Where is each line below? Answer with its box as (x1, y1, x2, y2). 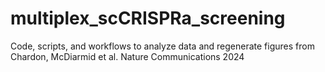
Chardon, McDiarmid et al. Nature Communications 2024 (10, 50, 245, 62)
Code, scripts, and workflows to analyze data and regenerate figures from (10, 40, 315, 52)
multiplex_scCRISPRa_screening (10, 7, 286, 30)
